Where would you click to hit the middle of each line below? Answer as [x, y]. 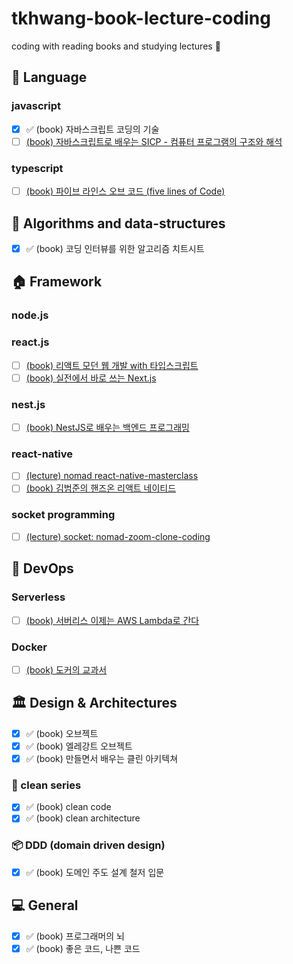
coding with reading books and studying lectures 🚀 [116, 46]
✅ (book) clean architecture [83, 818]
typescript [37, 168]
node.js [30, 315]
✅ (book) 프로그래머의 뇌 [75, 936]
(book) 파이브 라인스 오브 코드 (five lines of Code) [125, 191]
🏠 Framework [57, 282]
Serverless [38, 597]
